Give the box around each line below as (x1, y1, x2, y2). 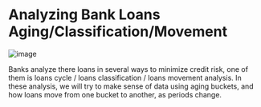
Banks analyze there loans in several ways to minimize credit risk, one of (8, 64, 249, 73)
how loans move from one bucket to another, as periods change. (8, 89, 222, 99)
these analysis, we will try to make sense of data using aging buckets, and (8, 81, 255, 91)
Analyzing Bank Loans (8, 6, 161, 24)
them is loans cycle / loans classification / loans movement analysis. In (8, 73, 243, 82)
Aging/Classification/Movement (8, 22, 227, 41)
